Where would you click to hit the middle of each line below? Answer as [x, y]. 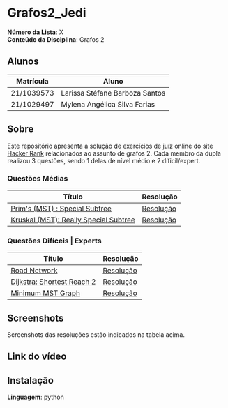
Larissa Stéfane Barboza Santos [113, 93]
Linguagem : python [36, 397]
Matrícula [32, 81]
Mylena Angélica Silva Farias [108, 104]
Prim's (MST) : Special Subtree [61, 209]
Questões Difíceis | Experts [55, 241]
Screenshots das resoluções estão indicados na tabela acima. [96, 334]
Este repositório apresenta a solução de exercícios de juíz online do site [110, 146]
